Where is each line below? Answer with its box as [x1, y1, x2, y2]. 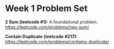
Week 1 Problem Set [5, 3, 87, 14]
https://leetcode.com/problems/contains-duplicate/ [5, 38, 109, 44]
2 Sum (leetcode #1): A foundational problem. [5, 19, 98, 25]
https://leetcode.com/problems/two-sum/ [5, 24, 89, 30]
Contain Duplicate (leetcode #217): [5, 33, 78, 39]
